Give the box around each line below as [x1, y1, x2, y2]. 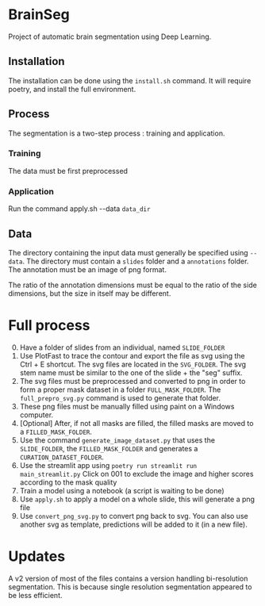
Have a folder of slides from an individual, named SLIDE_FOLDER [19, 343, 225, 352]
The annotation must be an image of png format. [8, 264, 167, 274]
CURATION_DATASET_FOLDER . [19, 452, 105, 462]
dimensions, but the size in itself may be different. [8, 288, 171, 298]
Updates [8, 547, 66, 566]
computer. [19, 410, 54, 420]
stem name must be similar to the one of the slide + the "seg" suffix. [19, 367, 244, 378]
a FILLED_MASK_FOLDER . [19, 427, 93, 436]
